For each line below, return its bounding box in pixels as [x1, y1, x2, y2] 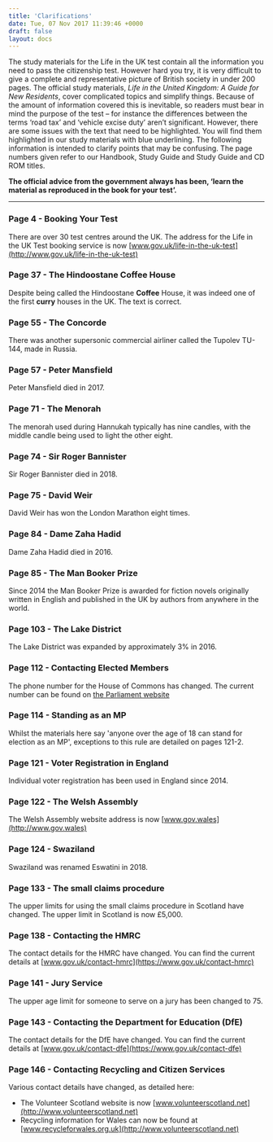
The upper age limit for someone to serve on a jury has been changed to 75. [8, 995, 263, 1006]
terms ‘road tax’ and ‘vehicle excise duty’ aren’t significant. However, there [8, 117, 258, 127]
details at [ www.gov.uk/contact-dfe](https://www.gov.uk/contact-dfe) [8, 1043, 242, 1053]
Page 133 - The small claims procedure [8, 882, 165, 894]
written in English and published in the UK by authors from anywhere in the [8, 594, 259, 604]
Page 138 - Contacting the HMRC [8, 929, 141, 941]
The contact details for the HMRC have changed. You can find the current [8, 948, 255, 958]
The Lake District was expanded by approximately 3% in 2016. [8, 642, 218, 652]
